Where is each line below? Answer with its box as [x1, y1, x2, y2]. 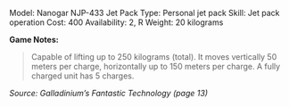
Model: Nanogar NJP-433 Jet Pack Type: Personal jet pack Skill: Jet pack [9, 8, 280, 18]
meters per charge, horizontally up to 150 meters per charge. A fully [30, 62, 281, 71]
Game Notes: [9, 35, 60, 45]
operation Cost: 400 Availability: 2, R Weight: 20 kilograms [9, 17, 224, 28]
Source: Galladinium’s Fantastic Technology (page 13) [9, 88, 208, 98]
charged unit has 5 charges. [30, 70, 135, 81]
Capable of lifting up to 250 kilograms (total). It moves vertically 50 [30, 52, 277, 62]
